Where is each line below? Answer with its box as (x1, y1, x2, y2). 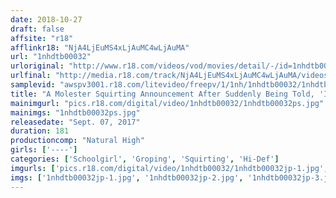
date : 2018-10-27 (10, 14, 83, 25)
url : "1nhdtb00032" (10, 52, 92, 62)
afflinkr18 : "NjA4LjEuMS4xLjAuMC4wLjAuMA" (10, 42, 190, 53)
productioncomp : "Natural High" (10, 136, 145, 146)
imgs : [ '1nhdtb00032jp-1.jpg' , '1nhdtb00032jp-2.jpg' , (10, 172, 244, 183)
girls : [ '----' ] (10, 145, 78, 155)
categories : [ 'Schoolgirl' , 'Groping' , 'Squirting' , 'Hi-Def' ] (10, 154, 280, 164)
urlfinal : (10, 71, 52, 81)
